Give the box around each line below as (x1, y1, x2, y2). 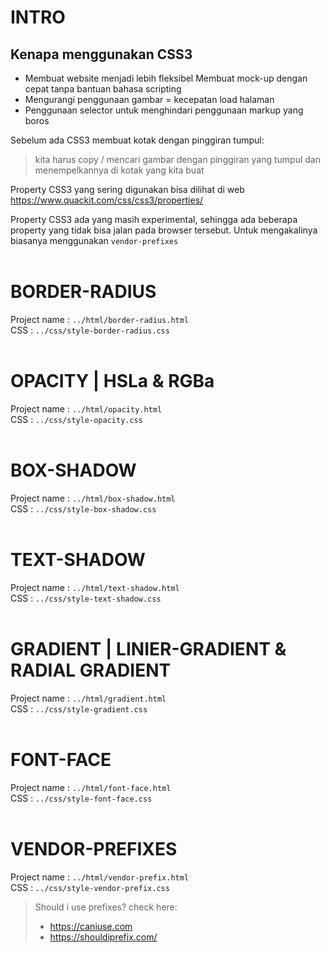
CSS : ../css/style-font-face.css (10, 792, 153, 804)
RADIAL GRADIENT (10, 659, 172, 681)
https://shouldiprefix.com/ (49, 931, 158, 943)
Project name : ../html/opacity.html (10, 402, 163, 415)
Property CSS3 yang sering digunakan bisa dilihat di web (10, 184, 245, 195)
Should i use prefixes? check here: (34, 901, 178, 913)
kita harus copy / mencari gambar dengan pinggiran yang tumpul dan (34, 154, 321, 165)
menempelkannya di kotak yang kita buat (34, 164, 205, 176)
